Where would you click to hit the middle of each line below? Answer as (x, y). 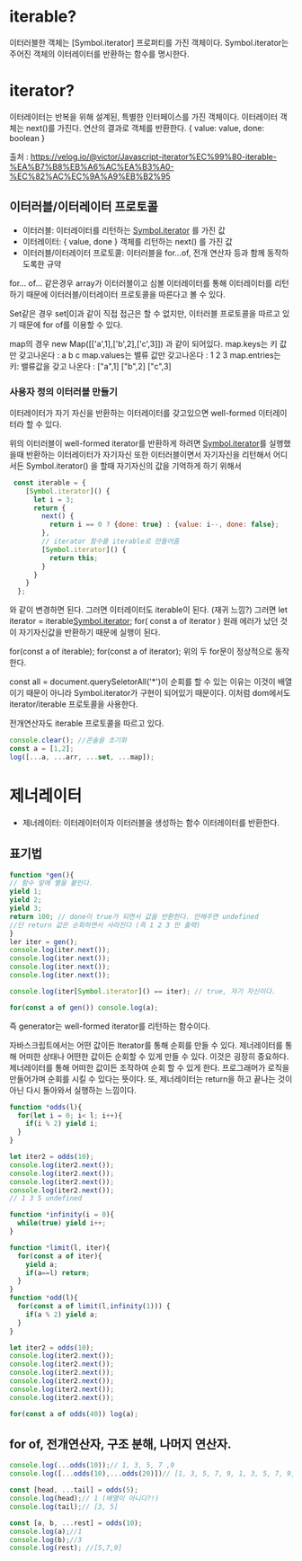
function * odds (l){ (46, 1107)
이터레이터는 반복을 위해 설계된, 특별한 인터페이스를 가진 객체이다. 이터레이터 (144, 116)
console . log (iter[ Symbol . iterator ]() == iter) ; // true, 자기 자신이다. (142, 991)
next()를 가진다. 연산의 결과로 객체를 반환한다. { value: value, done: (145, 128)
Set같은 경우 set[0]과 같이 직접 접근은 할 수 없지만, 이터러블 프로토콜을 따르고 (145, 313)
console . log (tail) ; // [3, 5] (64, 1507)
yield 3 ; (26, 909)
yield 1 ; (26, 892)
